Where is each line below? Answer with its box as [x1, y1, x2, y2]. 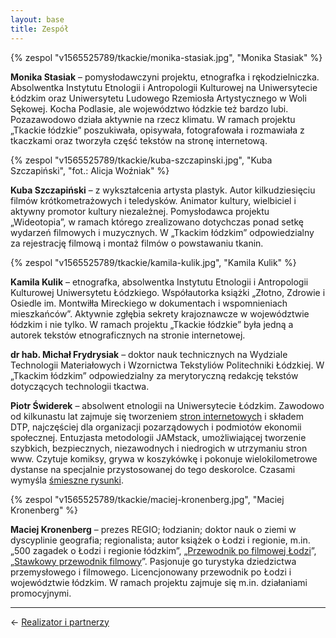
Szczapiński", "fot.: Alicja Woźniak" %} [10, 164, 170, 176]
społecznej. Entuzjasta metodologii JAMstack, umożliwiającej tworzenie [10, 431, 307, 443]
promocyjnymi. [10, 587, 72, 599]
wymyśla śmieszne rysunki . [10, 474, 124, 486]
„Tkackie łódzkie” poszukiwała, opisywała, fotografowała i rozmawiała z [10, 124, 305, 136]
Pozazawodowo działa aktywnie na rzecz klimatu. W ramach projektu [10, 113, 296, 125]
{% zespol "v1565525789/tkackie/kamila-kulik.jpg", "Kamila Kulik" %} [10, 256, 297, 268]
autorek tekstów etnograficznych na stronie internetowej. [10, 329, 246, 341]
